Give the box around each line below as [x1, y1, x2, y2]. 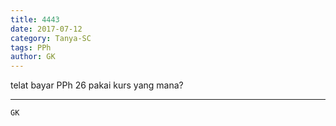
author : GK [10, 52, 56, 62]
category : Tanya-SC [10, 33, 92, 43]
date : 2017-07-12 [10, 24, 83, 34]
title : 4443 [10, 14, 60, 25]
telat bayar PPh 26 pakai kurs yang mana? [10, 79, 184, 91]
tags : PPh [10, 42, 52, 53]
